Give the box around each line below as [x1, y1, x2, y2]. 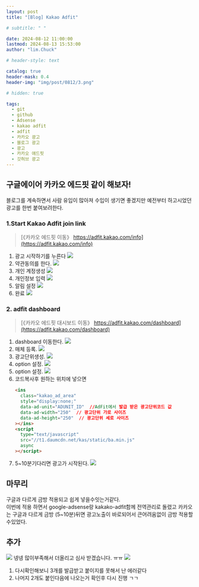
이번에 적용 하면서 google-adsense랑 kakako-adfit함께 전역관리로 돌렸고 [6, 503, 177, 510]
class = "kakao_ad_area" [20, 393, 77, 399]
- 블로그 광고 [11, 139, 40, 146]
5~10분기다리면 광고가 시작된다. [14, 460, 89, 467]
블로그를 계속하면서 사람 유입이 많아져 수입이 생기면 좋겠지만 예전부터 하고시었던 [6, 196, 192, 204]
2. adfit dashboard [6, 305, 61, 313]
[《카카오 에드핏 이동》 [20, 233, 72, 241]
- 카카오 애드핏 [11, 151, 45, 157]
